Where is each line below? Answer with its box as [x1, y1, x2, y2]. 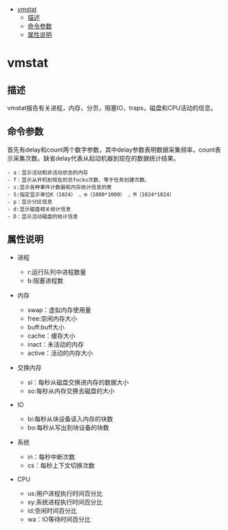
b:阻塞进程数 [27, 276, 64, 285]
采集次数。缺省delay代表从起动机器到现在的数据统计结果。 [12, 154, 180, 162]
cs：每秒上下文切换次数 [27, 461, 95, 469]
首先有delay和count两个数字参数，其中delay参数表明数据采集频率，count [7, 145, 216, 154]
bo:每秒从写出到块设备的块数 [27, 423, 110, 431]
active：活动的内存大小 [27, 349, 94, 357]
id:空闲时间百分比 [27, 506, 77, 515]
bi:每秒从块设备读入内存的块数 [27, 414, 114, 422]
